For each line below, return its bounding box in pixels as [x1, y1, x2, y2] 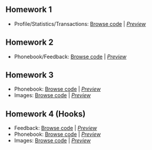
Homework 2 [5, 38, 54, 48]
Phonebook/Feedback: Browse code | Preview [14, 53, 127, 60]
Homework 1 [5, 5, 52, 15]
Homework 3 [5, 70, 54, 80]
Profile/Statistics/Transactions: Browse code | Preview [14, 20, 146, 27]
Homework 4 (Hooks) [5, 109, 86, 119]
